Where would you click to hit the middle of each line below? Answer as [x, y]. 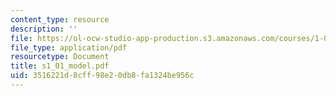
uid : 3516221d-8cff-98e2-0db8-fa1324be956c [102, 76]
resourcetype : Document [60, 57]
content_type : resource [60, 19]
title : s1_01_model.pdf [60, 66]
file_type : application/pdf [69, 47]
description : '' [44, 29]
